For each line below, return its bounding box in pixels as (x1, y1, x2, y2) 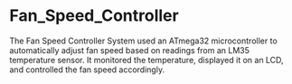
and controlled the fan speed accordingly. (9, 64, 165, 75)
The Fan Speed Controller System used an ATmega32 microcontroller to (9, 35, 278, 46)
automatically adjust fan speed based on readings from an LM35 (9, 44, 250, 55)
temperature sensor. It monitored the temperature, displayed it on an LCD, (9, 54, 284, 65)
